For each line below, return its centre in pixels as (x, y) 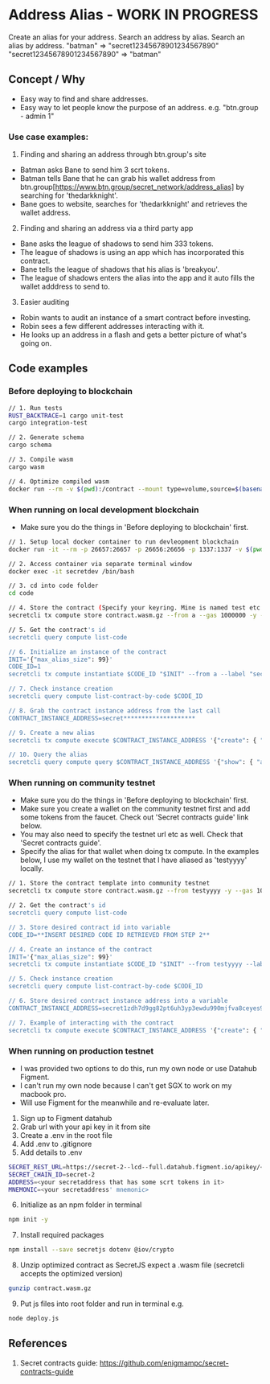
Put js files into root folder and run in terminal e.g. (102, 1304)
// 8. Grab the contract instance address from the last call (115, 710)
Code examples (48, 369)
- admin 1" (37, 116)
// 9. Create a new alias (51, 733)
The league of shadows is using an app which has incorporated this (132, 253)
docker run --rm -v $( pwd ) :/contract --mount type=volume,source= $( (125, 489)
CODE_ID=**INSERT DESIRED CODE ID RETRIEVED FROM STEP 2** (109, 934)
